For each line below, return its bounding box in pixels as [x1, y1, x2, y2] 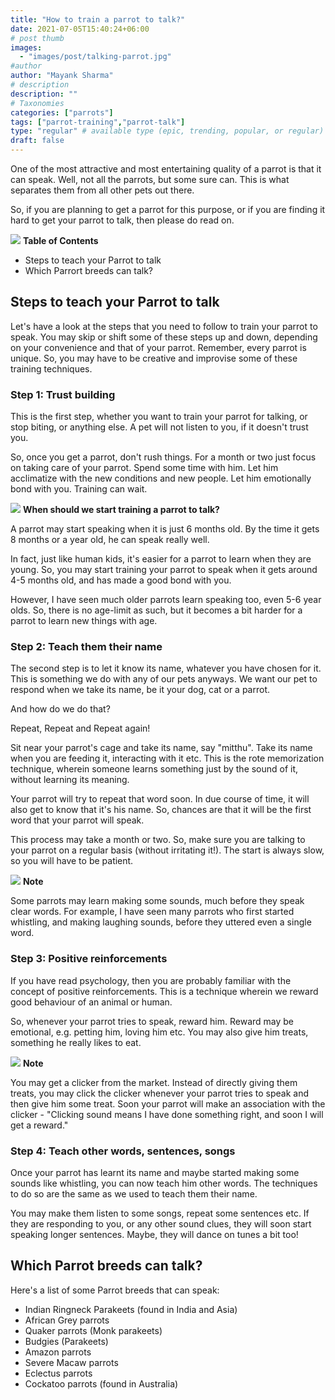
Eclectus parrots [24, 1367, 93, 1379]
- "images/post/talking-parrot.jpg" [19, 52, 172, 62]
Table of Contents [22, 235, 99, 246]
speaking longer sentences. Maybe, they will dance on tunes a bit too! [10, 1229, 299, 1240]
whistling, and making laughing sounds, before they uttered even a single [10, 916, 312, 928]
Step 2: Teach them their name [10, 640, 163, 654]
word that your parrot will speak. [10, 814, 145, 826]
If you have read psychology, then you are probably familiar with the [10, 974, 292, 986]
